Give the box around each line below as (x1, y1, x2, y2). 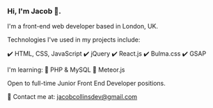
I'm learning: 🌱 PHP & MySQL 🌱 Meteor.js (7, 65, 125, 74)
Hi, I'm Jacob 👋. (7, 6, 61, 16)
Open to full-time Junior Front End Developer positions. (7, 79, 166, 88)
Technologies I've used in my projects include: (7, 36, 141, 44)
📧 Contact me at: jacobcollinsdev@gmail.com (7, 93, 138, 101)
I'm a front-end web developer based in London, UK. (7, 22, 159, 31)
